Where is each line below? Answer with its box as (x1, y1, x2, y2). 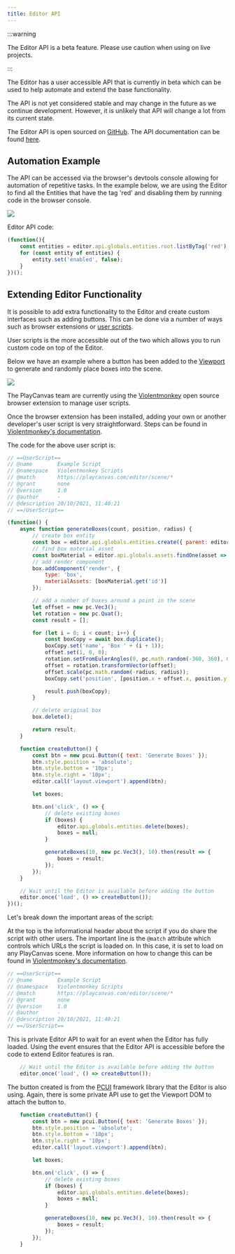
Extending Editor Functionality (7, 289, 142, 301)
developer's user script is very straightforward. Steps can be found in (7, 419, 208, 428)
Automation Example (7, 155, 101, 167)
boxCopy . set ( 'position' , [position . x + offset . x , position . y (44, 675, 227, 682)
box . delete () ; (32, 713, 73, 720)
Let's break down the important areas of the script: (7, 913, 154, 922)
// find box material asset (32, 545, 114, 552)
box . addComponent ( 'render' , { (32, 565, 120, 572)
